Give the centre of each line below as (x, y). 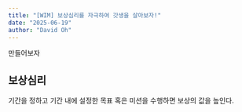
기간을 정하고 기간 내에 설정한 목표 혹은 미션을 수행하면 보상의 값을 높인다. (121, 101)
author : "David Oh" (40, 30)
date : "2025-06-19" (40, 23)
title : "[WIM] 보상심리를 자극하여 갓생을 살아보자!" (85, 15)
